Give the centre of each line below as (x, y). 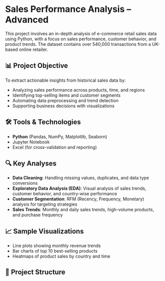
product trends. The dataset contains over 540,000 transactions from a (78, 44)
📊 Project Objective (37, 66)
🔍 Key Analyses (31, 163)
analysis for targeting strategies (45, 204)
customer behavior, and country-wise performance (65, 194)
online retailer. (34, 49)
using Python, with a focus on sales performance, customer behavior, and (81, 39)
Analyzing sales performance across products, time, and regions (79, 90)
